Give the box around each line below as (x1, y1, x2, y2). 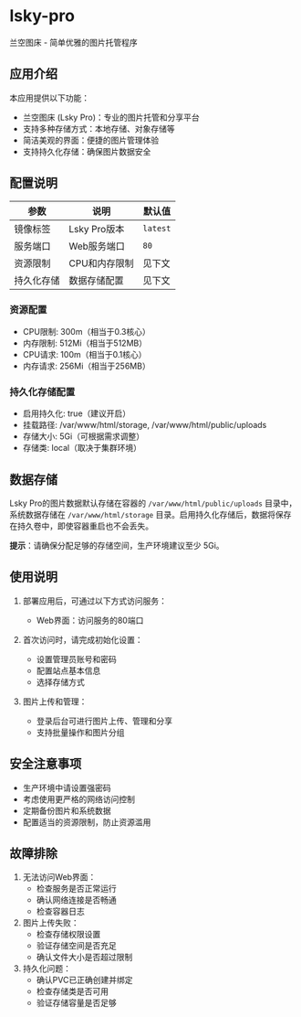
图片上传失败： (22, 917, 79, 928)
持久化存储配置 (9, 385, 76, 398)
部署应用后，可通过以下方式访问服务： (22, 595, 167, 606)
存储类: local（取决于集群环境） (22, 443, 141, 454)
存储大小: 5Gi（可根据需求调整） (22, 431, 144, 442)
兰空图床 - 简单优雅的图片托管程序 (9, 37, 139, 48)
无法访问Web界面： (22, 872, 97, 883)
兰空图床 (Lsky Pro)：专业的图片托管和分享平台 (22, 112, 201, 123)
